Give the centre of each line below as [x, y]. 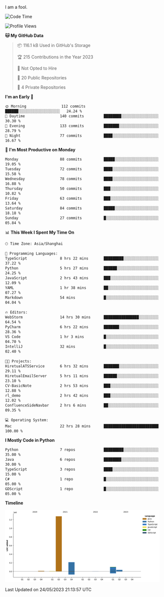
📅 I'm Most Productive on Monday [40, 150]
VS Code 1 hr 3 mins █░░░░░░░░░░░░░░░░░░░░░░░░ [82, 337]
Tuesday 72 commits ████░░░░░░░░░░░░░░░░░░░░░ [82, 169]
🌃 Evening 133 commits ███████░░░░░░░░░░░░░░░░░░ [82, 126]
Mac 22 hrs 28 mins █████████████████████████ [82, 426]
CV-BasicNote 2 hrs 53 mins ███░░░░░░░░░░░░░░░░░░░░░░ [82, 386]
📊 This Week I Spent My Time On [40, 232]
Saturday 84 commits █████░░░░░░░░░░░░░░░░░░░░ [82, 208]
